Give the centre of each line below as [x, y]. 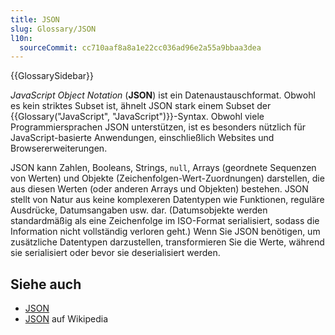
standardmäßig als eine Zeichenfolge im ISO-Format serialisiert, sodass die [165, 221]
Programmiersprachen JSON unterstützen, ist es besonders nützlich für [158, 127]
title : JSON [35, 19]
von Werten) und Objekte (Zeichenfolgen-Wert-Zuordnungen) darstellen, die [167, 178]
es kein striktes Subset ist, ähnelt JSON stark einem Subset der [141, 106]
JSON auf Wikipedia [66, 319]
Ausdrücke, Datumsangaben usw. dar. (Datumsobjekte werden [139, 210]
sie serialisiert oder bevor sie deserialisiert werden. [115, 253]
